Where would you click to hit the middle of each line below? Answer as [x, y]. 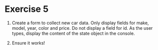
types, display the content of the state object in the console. [73, 33]
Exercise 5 [27, 9]
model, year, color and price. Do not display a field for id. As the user [82, 28]
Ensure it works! [28, 43]
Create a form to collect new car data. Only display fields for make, [80, 23]
